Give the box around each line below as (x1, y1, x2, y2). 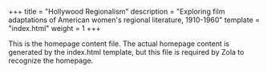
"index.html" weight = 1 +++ (8, 24, 102, 33)
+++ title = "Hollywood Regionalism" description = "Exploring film (8, 7, 225, 16)
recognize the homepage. (8, 56, 94, 65)
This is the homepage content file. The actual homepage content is (8, 39, 230, 48)
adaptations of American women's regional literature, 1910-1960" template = (8, 15, 261, 25)
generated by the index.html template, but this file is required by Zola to (8, 48, 245, 56)
